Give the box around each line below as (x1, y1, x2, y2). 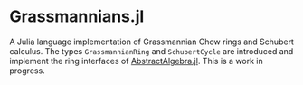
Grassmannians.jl (9, 6, 145, 27)
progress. (9, 65, 45, 76)
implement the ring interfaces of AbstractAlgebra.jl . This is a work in (9, 55, 264, 66)
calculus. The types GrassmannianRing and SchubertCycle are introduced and (9, 45, 294, 56)
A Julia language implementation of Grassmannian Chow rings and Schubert (9, 36, 294, 47)
